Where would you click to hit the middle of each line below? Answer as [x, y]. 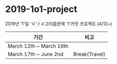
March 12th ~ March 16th [38, 46]
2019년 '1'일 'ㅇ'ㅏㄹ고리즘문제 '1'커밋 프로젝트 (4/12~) [59, 23]
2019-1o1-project [41, 9]
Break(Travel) [89, 54]
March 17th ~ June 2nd [35, 54]
